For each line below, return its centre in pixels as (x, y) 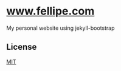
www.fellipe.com (50, 11)
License (22, 47)
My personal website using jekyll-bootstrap (60, 28)
